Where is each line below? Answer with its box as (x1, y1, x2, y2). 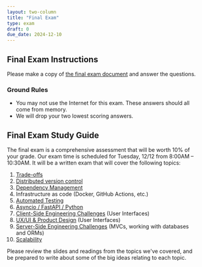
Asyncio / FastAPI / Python (15, 204, 84, 211)
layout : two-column (7, 9, 57, 15)
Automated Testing (15, 197, 64, 204)
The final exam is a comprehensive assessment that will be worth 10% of (7, 146, 190, 154)
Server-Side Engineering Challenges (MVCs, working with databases (15, 223, 189, 230)
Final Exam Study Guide (7, 130, 99, 140)
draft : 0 (7, 26, 29, 32)
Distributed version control (15, 177, 83, 185)
